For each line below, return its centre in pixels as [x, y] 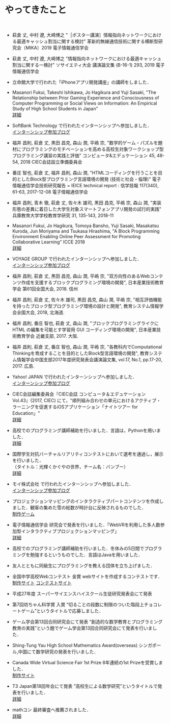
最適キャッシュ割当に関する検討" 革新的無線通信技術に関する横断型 [88, 41]
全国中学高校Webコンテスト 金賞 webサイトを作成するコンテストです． [87, 576]
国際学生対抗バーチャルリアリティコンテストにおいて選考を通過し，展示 [88, 454]
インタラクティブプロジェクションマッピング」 [70, 531]
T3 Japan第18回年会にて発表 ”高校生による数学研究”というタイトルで [85, 686]
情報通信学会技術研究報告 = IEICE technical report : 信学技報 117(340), [85, 185]
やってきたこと [36, 10]
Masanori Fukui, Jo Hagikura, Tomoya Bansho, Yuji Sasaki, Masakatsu [86, 226]
